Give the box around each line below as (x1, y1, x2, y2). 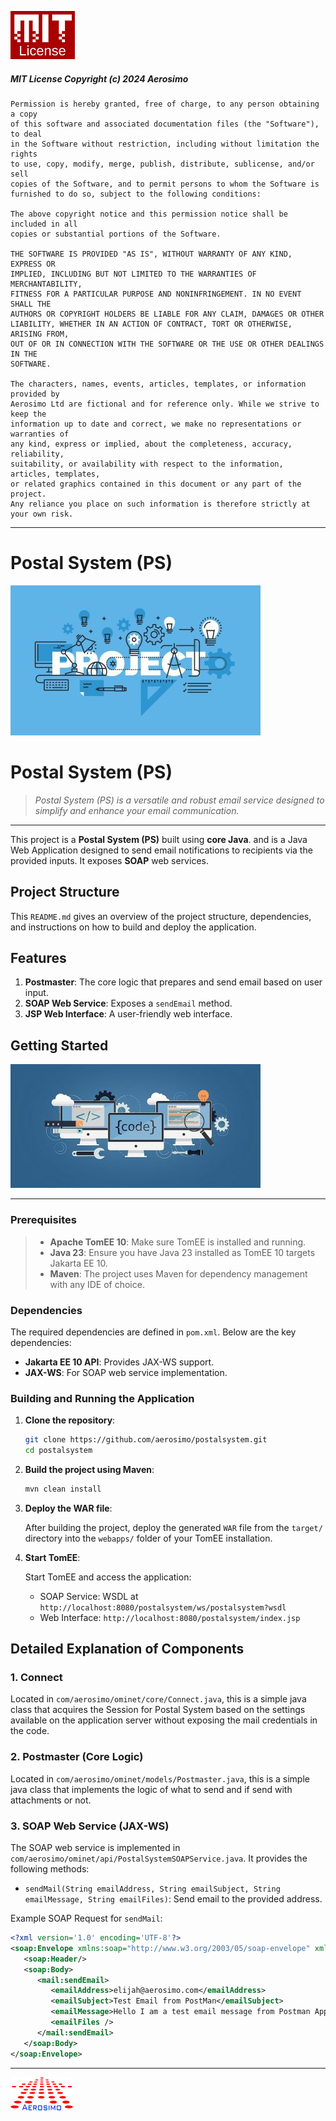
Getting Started (10, 1037, 109, 1054)
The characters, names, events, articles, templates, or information (10, 379, 307, 389)
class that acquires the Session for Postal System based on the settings (10, 1704, 306, 1716)
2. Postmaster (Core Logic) (10, 1750, 144, 1764)
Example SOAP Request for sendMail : (10, 1912, 163, 1925)
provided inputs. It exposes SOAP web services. (10, 854, 209, 866)
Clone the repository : (24, 1414, 116, 1426)
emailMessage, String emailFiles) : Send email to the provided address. (24, 1893, 323, 1905)
